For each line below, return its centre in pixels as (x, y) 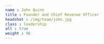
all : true (17, 29)
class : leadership (26, 24)
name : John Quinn (25, 10)
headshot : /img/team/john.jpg (38, 19)
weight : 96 (18, 33)
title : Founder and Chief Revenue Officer (52, 15)
